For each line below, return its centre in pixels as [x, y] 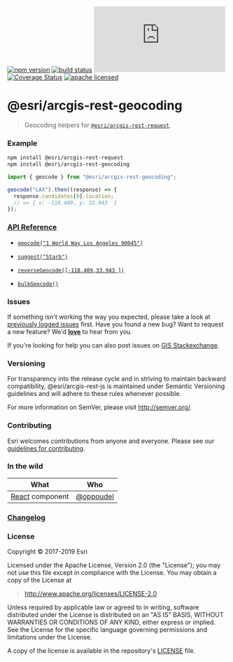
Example [22, 143]
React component [40, 496]
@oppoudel [95, 496]
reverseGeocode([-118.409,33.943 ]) [71, 270]
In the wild [25, 466]
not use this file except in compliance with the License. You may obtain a [112, 573]
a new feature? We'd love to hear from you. [70, 331]
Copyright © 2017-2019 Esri [47, 552]
